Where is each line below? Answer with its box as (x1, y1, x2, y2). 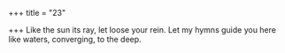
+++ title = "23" (8, 8, 66, 18)
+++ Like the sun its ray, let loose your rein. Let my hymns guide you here (8, 25, 276, 34)
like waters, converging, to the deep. (8, 34, 142, 44)
